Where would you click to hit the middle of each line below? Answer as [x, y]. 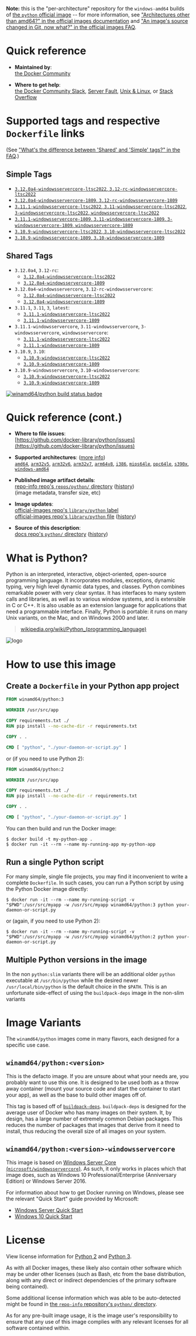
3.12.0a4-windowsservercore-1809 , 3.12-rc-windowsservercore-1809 [96, 200]
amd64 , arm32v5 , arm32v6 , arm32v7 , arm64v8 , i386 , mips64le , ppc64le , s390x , [102, 464]
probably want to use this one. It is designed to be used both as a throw [92, 1082]
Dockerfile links [45, 134]
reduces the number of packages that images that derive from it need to [93, 1125]
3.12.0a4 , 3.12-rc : [37, 270]
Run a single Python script [55, 862]
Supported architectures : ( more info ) [60, 457]
